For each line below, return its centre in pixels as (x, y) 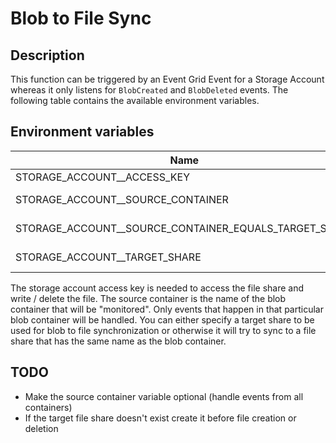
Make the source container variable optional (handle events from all (164, 396)
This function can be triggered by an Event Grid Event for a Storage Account (167, 79)
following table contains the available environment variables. (135, 100)
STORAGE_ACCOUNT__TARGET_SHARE (108, 257)
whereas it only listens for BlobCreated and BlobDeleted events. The (149, 90)
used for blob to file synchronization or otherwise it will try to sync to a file (163, 330)
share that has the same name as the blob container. (118, 341)
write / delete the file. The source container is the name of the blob (148, 298)
